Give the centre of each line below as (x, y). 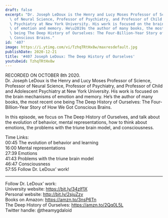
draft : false (19, 10)
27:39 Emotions (21, 153)
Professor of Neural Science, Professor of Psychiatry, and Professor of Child (84, 86)
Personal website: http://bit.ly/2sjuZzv (44, 194)
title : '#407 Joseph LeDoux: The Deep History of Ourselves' (70, 56)
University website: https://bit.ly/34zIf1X (46, 189)
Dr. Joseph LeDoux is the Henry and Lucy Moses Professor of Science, (78, 81)
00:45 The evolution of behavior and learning (52, 143)
